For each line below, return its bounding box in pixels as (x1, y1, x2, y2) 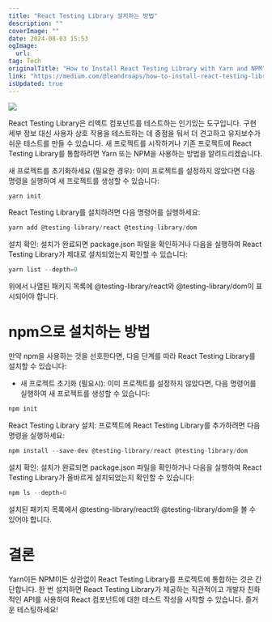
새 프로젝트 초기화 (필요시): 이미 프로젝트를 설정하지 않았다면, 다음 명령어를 (19, 378, 257, 389)
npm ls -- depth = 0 (8, 488, 67, 496)
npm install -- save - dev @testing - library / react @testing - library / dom (8, 446, 249, 454)
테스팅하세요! (16, 604, 59, 614)
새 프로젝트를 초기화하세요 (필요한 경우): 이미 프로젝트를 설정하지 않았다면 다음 (8, 165, 256, 175)
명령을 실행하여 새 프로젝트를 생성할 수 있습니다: (8, 176, 160, 185)
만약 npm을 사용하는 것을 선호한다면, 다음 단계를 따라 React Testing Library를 (8, 351, 257, 361)
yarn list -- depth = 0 (8, 266, 79, 274)
